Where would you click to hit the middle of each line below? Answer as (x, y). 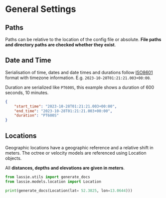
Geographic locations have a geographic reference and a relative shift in (79, 148)
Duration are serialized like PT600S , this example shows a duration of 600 (80, 87)
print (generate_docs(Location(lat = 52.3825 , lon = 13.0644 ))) (69, 191)
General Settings (41, 9)
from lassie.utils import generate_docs (48, 177)
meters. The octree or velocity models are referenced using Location (76, 153)
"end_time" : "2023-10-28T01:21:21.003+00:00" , (63, 111)
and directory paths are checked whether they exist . (61, 45)
